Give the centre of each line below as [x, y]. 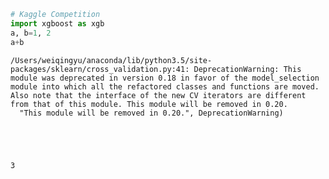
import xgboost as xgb [57, 23]
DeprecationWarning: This [247, 69]
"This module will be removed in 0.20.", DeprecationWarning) [151, 113]
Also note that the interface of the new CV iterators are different [158, 95]
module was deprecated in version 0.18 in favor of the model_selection [165, 78]
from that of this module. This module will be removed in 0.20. [149, 104]
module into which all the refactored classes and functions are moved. [165, 86]
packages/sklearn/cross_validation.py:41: [100, 69]
